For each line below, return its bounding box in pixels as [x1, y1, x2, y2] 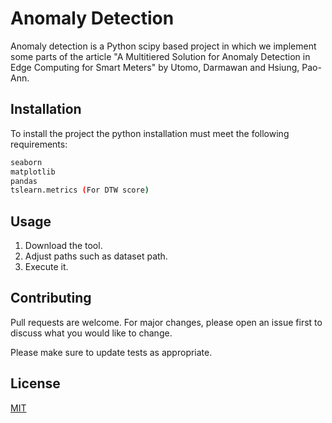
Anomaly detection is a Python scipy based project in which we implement [10, 40, 317, 52]
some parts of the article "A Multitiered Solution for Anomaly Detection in [10, 50, 311, 62]
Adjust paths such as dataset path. [24, 250, 168, 262]
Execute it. [24, 261, 69, 273]
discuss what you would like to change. [10, 327, 173, 339]
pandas [10, 176, 38, 186]
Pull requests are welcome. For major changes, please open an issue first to [10, 316, 323, 328]
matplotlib [10, 167, 56, 177]
